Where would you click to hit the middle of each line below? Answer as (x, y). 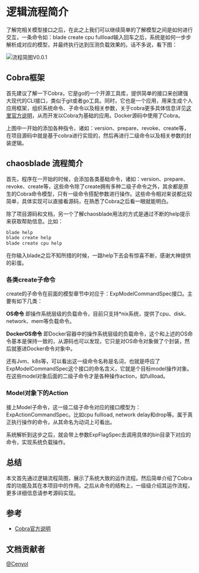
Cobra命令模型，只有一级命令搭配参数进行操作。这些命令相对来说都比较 (104, 194)
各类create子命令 (31, 280)
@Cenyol (17, 564)
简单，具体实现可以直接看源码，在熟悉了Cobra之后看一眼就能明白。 (89, 201)
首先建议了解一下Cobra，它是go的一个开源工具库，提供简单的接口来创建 (95, 93)
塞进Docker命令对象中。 (46, 349)
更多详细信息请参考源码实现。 (42, 493)
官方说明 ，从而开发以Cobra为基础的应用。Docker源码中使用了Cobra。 (97, 115)
